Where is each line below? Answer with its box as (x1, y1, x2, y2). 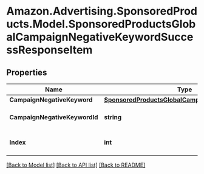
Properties (6, 67, 47, 77)
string (104, 113, 122, 121)
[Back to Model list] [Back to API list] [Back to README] (6, 161, 146, 169)
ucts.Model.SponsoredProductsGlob (6, 17, 196, 31)
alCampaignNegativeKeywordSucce (6, 30, 194, 44)
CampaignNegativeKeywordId (9, 113, 98, 121)
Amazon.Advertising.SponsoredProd (6, 4, 198, 18)
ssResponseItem (6, 43, 93, 57)
